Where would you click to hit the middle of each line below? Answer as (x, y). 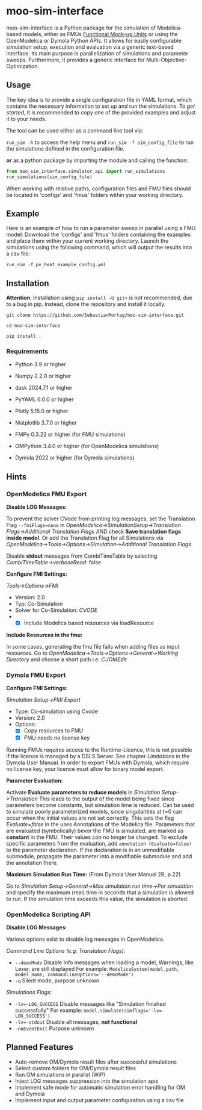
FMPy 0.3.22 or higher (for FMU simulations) (70, 434)
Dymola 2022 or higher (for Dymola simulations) (75, 458)
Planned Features (40, 1047)
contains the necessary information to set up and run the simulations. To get (101, 106)
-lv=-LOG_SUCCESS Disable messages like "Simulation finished (90, 1003)
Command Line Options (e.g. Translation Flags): (66, 950)
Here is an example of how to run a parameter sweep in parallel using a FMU (101, 228)
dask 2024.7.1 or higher (44, 388)
